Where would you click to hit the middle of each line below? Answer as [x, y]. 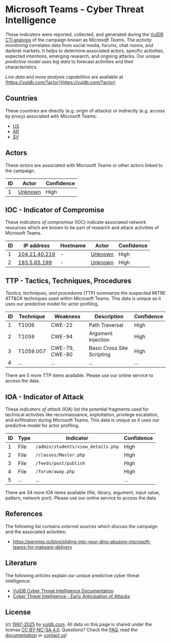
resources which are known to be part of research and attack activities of [82, 228]
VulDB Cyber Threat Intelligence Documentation [63, 590]
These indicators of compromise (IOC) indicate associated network [76, 222]
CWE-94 [62, 337]
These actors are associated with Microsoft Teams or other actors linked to [84, 165]
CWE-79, [62, 348]
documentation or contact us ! [36, 635]
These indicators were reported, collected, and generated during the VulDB [84, 34]
